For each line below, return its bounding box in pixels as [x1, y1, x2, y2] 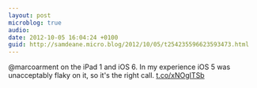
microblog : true [8, 19, 62, 27]
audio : [8, 26, 30, 34]
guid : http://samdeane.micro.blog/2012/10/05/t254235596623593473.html [8, 41, 249, 49]
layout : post [8, 11, 51, 20]
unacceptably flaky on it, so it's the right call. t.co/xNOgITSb [8, 71, 205, 80]
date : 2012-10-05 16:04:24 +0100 [8, 33, 119, 42]
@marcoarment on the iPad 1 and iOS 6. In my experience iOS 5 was [8, 62, 231, 71]
